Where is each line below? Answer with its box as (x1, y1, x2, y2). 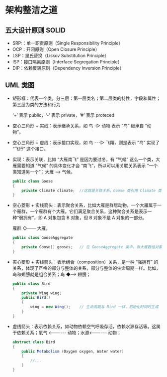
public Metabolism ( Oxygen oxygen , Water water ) (21, 349, 124, 354)
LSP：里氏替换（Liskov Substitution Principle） (12, 53, 109, 58)
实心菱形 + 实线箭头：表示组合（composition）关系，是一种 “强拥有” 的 (12, 259, 159, 265)
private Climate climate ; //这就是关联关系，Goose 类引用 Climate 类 (21, 188, 162, 193)
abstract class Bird (12, 340, 55, 345)
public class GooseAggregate (12, 235, 73, 240)
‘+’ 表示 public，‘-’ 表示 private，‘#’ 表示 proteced (12, 112, 115, 118)
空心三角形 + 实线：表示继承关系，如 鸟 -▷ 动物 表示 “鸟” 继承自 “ (12, 123, 148, 129)
